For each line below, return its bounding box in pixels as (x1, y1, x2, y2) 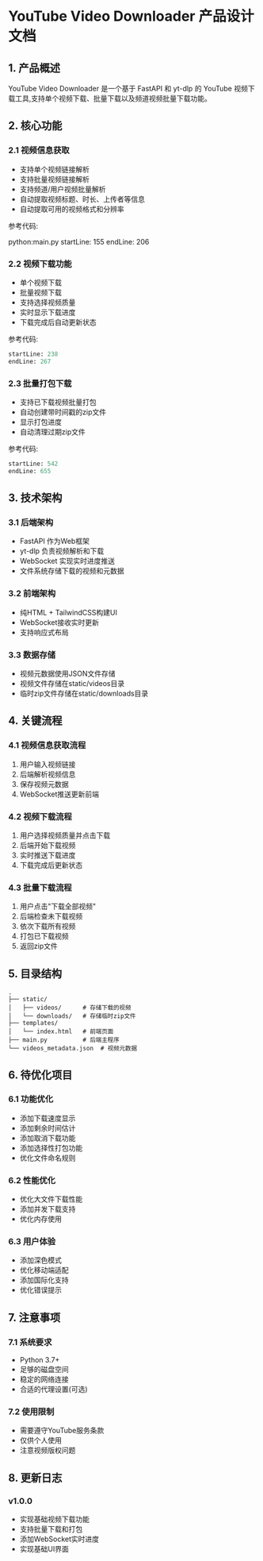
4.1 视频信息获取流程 (8, 740, 86, 751)
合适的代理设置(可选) (19, 1385, 89, 1394)
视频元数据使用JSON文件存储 (19, 669, 116, 679)
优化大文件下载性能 (19, 1194, 83, 1204)
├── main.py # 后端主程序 (8, 1036, 120, 1044)
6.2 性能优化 (8, 1174, 56, 1185)
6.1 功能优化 (8, 1093, 54, 1104)
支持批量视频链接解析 (19, 174, 90, 183)
